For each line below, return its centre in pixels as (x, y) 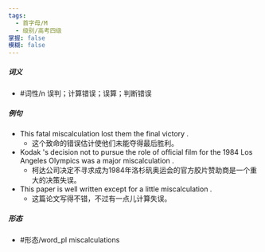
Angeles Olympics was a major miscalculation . (97, 161)
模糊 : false (27, 45)
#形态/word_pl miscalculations (70, 240)
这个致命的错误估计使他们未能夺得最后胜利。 (105, 144)
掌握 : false (27, 38)
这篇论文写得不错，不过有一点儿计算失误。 (101, 199)
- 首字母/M (31, 23)
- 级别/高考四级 (39, 30)
